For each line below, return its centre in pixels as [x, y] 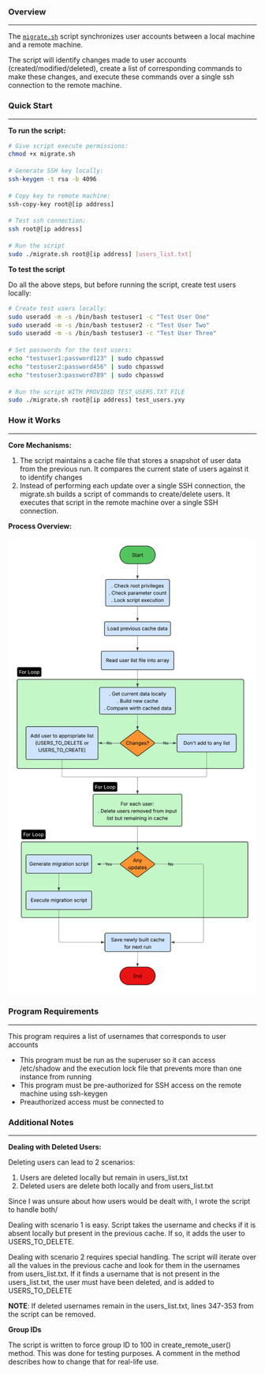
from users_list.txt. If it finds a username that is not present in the [114, 1274]
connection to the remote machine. [65, 85]
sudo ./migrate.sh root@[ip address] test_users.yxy [97, 400]
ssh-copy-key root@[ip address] [61, 204]
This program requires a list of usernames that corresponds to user [117, 1036]
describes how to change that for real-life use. [84, 1362]
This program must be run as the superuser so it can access [118, 1060]
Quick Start [30, 106]
